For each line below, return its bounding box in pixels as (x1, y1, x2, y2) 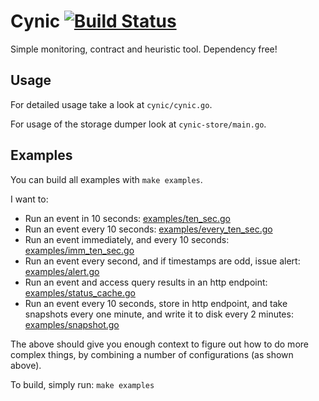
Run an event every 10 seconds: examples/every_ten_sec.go (24, 223, 273, 235)
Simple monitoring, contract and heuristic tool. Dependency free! (10, 43, 278, 55)
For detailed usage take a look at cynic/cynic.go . (10, 98, 213, 110)
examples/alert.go (24, 265, 100, 277)
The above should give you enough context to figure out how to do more (10, 338, 309, 350)
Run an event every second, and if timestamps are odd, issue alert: (24, 255, 301, 267)
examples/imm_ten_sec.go (24, 244, 135, 256)
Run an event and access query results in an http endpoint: (24, 276, 268, 288)
